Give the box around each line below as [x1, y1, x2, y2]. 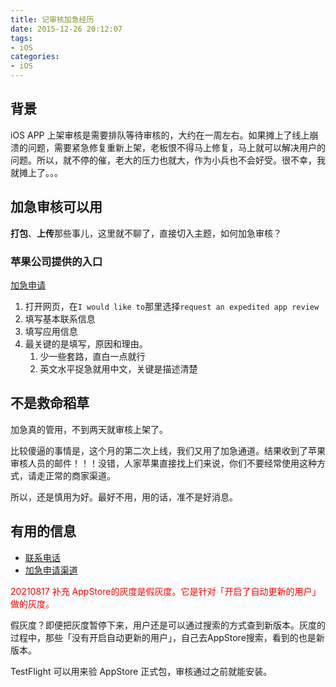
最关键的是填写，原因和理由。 [24, 337, 148, 350]
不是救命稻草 [10, 395, 90, 412]
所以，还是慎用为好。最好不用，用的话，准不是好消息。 [10, 491, 238, 503]
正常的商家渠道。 [44, 469, 116, 481]
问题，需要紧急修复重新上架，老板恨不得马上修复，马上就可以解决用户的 [27, 141, 326, 153]
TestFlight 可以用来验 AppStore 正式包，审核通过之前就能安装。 [10, 665, 273, 677]
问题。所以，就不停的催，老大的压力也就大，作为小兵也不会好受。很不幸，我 [10, 154, 326, 166]
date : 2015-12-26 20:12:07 [10, 24, 123, 34]
